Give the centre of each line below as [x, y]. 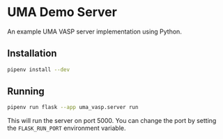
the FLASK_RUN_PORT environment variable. [67, 128]
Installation [32, 53]
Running [26, 92]
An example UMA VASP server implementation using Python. [95, 31]
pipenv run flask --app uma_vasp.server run [73, 108]
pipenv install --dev [39, 69]
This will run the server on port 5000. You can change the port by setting [112, 121]
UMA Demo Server [62, 12]
